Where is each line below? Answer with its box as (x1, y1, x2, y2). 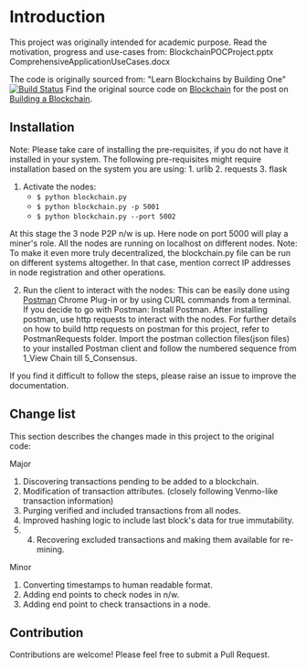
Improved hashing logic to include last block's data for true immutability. (22, 515, 295, 526)
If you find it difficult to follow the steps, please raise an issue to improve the (9, 370, 297, 381)
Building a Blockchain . (9, 93, 93, 104)
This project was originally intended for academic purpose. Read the (9, 37, 268, 48)
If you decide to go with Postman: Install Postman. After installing (22, 303, 268, 314)
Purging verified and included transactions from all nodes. (22, 504, 242, 515)
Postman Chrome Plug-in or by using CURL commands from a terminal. (22, 294, 291, 305)
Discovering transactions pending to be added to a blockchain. (22, 475, 259, 486)
